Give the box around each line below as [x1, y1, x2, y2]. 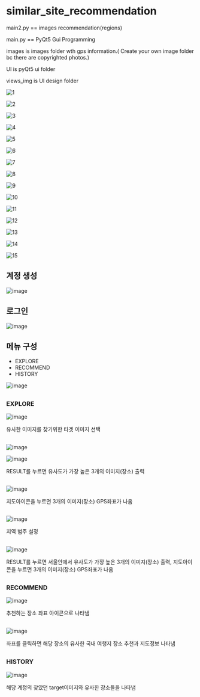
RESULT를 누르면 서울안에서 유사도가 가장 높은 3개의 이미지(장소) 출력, [6, 558, 172, 565]
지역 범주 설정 [6, 528, 39, 535]
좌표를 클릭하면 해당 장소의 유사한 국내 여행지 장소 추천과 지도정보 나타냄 [6, 639, 175, 647]
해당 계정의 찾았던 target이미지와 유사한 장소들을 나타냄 [6, 684, 136, 691]
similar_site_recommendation [6, 4, 157, 18]
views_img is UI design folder [6, 77, 79, 84]
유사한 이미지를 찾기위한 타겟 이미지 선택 [6, 426, 101, 433]
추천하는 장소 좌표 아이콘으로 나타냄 [6, 609, 90, 617]
